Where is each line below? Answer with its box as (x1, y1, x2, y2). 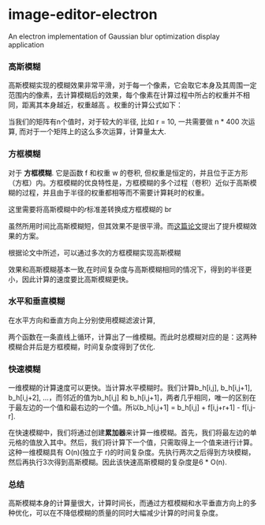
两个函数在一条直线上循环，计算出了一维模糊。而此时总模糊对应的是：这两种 (8, 332, 257, 341)
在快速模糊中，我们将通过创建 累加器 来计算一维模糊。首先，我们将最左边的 (8, 428, 250, 438)
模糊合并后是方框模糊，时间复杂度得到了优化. (8, 341, 156, 352)
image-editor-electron (8, 6, 158, 24)
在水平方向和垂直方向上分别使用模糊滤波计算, (8, 315, 156, 325)
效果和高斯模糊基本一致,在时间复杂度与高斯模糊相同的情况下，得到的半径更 (8, 264, 252, 274)
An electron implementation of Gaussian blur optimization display (8, 32, 220, 41)
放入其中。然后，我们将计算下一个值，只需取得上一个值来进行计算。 (35, 438, 257, 447)
